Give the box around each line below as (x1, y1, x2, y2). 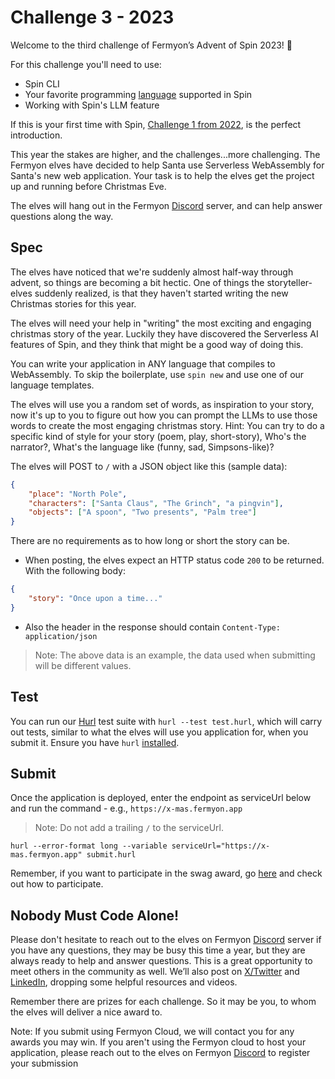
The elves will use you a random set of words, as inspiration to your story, (10, 398, 315, 410)
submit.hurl (86, 850, 137, 860)
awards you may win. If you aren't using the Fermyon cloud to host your (10, 1036, 307, 1048)
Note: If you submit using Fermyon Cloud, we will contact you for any (10, 1026, 295, 1038)
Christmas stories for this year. (10, 297, 137, 310)
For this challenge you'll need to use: (10, 58, 162, 70)
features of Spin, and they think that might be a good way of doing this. (10, 338, 304, 350)
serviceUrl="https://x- (171, 841, 271, 851)
